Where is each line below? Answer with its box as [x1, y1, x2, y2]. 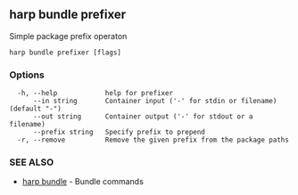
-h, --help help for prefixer [17, 89, 174, 98]
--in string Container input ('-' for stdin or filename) [32, 97, 277, 106]
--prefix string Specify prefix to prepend [32, 128, 205, 137]
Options [9, 69, 45, 81]
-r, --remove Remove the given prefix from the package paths [17, 135, 290, 145]
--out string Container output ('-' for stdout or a [32, 112, 253, 121]
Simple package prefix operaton [9, 30, 128, 41]
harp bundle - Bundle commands [21, 176, 145, 187]
